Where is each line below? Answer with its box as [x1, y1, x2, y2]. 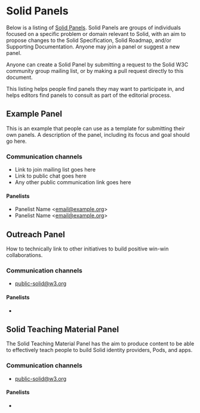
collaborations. [6, 252, 43, 259]
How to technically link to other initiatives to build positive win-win [6, 245, 169, 252]
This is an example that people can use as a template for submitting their [6, 124, 185, 132]
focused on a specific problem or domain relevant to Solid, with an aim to [6, 30, 186, 37]
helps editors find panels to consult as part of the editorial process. [6, 91, 171, 99]
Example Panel [6, 109, 63, 119]
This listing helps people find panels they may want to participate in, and [6, 85, 184, 92]
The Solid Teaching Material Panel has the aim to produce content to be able [6, 340, 195, 347]
